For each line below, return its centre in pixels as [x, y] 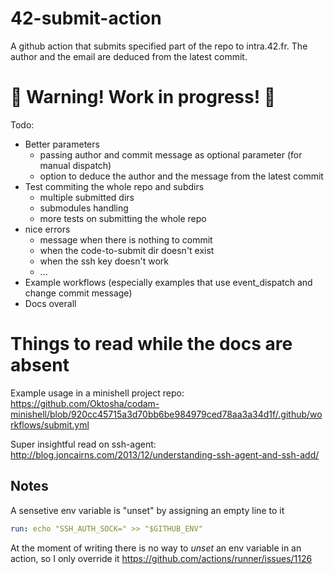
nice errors [47, 229]
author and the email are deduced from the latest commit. [129, 56]
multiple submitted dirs [87, 197]
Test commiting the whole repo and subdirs [114, 186]
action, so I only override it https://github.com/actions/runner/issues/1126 [161, 558]
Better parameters [62, 144]
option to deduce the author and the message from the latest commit [181, 176]
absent [40, 365]
